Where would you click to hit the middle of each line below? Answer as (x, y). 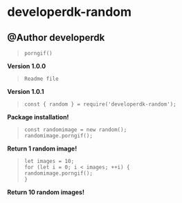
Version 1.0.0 (27, 66)
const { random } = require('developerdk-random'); (100, 104)
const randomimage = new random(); (75, 130)
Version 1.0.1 (26, 91)
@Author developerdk (56, 38)
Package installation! (38, 117)
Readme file (41, 79)
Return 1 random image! (42, 148)
